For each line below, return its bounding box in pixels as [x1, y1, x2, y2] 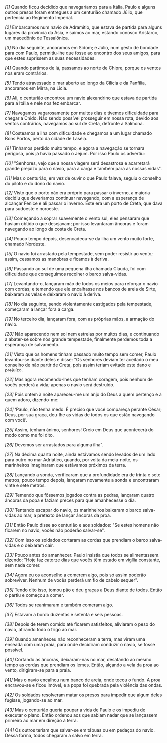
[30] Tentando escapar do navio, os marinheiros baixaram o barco [5, 507, 142, 513]
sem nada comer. [5, 562, 41, 568]
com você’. [5, 417, 27, 423]
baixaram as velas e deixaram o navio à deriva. [5, 291, 102, 297]
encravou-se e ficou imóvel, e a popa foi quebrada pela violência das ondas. [5, 682, 163, 688]
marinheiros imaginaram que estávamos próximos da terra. [5, 462, 126, 468]
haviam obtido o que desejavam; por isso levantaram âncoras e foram [5, 221, 149, 226]
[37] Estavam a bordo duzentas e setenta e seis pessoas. [5, 612, 123, 617]
